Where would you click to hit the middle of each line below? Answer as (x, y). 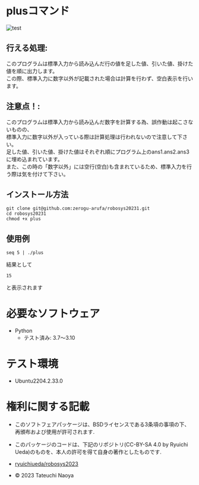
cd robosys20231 (26, 214)
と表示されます (24, 287)
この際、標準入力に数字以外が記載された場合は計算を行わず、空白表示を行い (100, 78)
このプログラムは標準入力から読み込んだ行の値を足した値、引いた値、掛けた (100, 63)
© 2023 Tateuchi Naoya (44, 475)
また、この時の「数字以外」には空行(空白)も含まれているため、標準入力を (97, 167)
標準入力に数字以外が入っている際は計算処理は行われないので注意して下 (94, 137)
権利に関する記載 (48, 407)
